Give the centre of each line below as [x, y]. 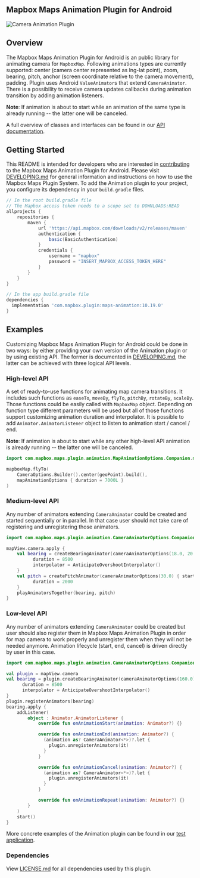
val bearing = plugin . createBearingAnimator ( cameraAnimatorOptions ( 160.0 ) [101, 679]
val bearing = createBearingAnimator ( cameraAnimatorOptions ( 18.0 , [101, 554]
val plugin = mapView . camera [42, 673]
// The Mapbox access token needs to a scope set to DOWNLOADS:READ [93, 206]
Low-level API [27, 614]
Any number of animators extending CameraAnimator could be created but [96, 626]
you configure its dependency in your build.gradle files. [75, 190]
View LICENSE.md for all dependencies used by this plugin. [79, 868]
